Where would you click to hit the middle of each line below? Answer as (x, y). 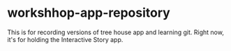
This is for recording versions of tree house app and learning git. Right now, (116, 32)
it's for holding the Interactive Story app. (65, 39)
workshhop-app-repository (89, 13)
